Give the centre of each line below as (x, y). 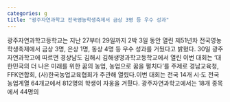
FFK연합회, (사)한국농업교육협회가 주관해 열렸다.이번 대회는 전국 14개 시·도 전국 (113, 74)
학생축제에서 (24, 49)
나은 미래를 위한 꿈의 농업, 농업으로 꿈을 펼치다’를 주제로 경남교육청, (128, 66)
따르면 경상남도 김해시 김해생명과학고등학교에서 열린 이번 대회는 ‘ (129, 57)
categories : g (27, 13)
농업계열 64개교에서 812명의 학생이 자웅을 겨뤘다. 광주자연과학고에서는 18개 (109, 83)
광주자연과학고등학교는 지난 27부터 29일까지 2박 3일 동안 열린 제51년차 (103, 40)
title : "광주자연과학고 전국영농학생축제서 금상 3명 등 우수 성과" (88, 20)
